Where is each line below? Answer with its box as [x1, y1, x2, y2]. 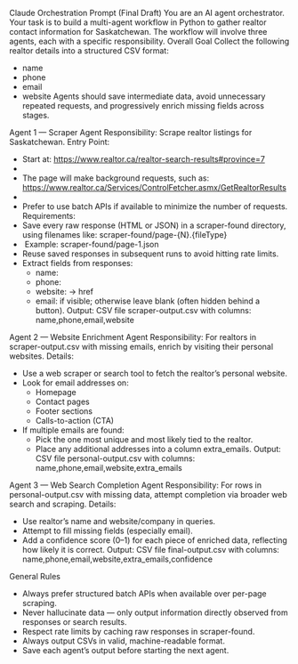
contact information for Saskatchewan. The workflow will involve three [9, 27, 268, 36]
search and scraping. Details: [9, 498, 117, 509]
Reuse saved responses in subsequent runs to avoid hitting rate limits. [21, 248, 279, 259]
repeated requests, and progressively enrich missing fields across [21, 101, 265, 110]
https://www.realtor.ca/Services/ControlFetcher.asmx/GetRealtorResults [21, 182, 287, 192]
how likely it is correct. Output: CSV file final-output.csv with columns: [21, 545, 280, 555]
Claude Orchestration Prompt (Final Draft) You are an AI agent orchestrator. [9, 8, 285, 18]
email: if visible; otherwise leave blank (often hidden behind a [35, 296, 261, 306]
